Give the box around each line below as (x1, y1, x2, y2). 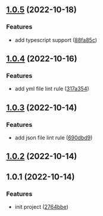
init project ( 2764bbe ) (14, 203, 68, 211)
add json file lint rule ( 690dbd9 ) (14, 134, 93, 141)
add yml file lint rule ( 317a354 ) (14, 85, 89, 92)
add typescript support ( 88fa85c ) (14, 36, 97, 44)
